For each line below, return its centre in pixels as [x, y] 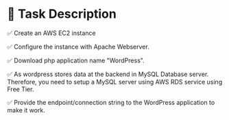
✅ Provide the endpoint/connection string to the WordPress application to [111, 102]
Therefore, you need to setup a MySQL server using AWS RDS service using [115, 82]
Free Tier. [21, 89]
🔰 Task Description [62, 14]
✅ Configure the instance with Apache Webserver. [78, 47]
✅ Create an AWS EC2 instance [51, 33]
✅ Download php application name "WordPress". [76, 60]
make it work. [26, 110]
